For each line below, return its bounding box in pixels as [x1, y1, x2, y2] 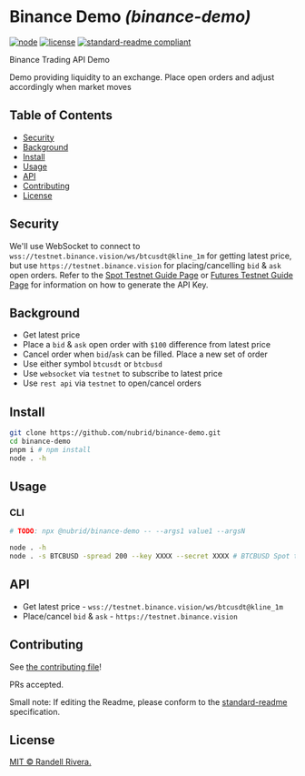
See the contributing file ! [9, 661, 103, 672]
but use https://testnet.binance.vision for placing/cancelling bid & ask [9, 259, 281, 270]
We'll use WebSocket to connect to [9, 240, 141, 251]
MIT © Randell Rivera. [9, 757, 92, 768]
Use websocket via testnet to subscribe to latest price [22, 368, 223, 379]
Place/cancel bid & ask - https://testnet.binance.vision [22, 610, 238, 621]
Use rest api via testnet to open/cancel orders [22, 378, 202, 388]
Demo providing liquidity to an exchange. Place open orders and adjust [9, 71, 275, 83]
